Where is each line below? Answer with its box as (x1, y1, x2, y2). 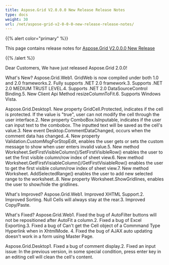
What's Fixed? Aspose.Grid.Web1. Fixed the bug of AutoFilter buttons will (5, 212, 157, 218)
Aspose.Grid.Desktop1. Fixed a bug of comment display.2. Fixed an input (5, 243, 156, 249)
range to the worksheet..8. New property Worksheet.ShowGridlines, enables (5, 176, 164, 182)
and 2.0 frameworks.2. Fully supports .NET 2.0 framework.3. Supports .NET (5, 80, 163, 86)
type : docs (5, 12, 28, 17)
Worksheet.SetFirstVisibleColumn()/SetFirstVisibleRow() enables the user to (5, 149, 163, 155)
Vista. (5, 96, 17, 102)
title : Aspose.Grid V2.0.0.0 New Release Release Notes (5, 7, 125, 13)
